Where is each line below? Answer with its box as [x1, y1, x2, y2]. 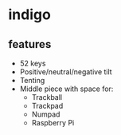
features [8, 38, 52, 51]
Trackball [31, 93, 63, 101]
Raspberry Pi [31, 118, 75, 127]
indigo [8, 6, 52, 24]
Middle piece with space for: [19, 84, 114, 93]
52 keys [19, 58, 46, 68]
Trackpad [31, 101, 64, 110]
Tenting [19, 76, 45, 85]
